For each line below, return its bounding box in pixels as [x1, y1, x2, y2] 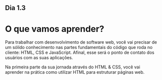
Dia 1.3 [5, 4, 26, 12]
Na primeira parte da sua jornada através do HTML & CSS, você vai [5, 64, 141, 70]
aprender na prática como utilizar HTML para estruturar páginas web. [5, 69, 145, 75]
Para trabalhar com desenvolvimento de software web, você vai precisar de [5, 39, 157, 45]
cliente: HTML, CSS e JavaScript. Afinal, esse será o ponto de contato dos [5, 49, 155, 55]
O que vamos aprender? [5, 23, 104, 34]
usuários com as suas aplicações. [5, 55, 73, 61]
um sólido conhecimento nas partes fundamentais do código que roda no [5, 45, 153, 50]
